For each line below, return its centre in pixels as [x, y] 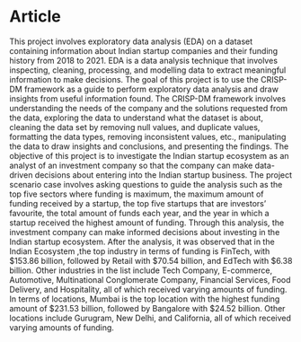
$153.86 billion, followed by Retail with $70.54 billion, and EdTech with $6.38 [151, 260]
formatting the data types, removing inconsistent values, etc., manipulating [148, 136]
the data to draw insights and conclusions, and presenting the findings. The [149, 146]
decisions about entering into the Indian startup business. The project [164, 175]
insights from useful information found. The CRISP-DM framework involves [147, 98]
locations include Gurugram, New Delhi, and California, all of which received [150, 318]
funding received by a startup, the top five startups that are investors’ [138, 203]
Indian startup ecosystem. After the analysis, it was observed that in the [142, 241]
